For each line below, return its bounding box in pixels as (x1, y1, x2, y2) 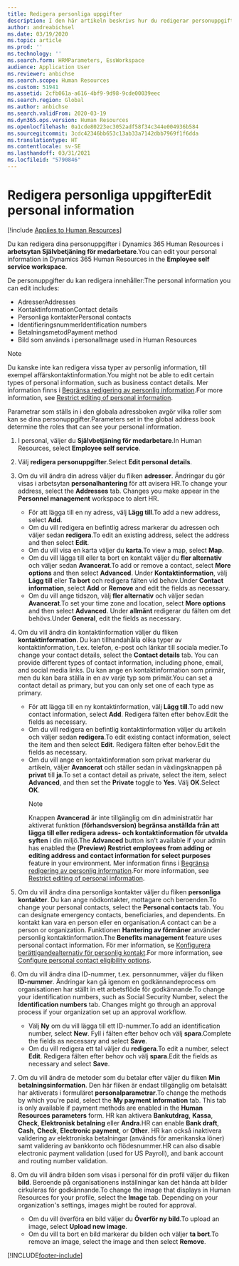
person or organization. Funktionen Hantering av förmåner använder (17, 925, 221, 934)
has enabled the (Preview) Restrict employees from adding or (28, 843, 213, 852)
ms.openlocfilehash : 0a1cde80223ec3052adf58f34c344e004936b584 (7, 123, 199, 131)
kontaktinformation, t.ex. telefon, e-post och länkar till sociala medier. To (17, 643, 228, 651)
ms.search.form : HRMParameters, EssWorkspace (7, 57, 144, 64)
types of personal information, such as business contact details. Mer (7, 378, 208, 387)
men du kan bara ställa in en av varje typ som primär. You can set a (17, 673, 213, 682)
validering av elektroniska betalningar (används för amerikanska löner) (17, 1133, 225, 1142)
